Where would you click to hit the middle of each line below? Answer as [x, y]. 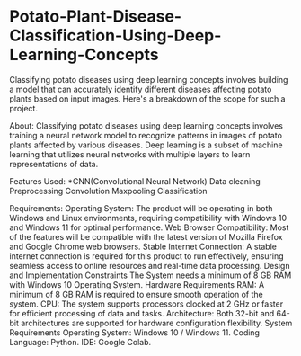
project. [24, 108]
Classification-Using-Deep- [115, 36]
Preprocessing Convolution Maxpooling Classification [109, 191]
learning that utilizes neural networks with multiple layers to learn [130, 154]
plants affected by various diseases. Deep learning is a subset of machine [146, 145]
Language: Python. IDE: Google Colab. [80, 342]
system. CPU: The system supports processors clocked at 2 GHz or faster [146, 304]
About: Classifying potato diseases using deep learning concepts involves [146, 125]
